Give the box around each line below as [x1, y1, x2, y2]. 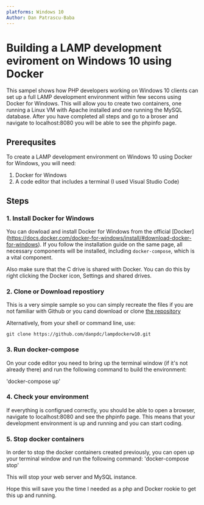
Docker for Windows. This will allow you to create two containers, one [6, 100, 181, 107]
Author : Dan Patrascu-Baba [6, 15, 75, 21]
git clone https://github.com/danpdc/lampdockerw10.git [6, 331, 151, 337]
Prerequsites [6, 137, 57, 147]
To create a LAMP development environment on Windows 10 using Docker [6, 153, 193, 160]
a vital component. [6, 254, 53, 261]
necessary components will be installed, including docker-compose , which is [6, 247, 195, 254]
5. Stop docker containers [6, 434, 85, 443]
